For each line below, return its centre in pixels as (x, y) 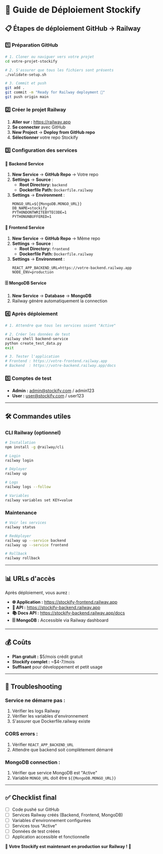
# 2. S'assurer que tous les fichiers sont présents (59, 70)
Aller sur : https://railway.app (41, 122)
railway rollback (23, 558)
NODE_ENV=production (33, 272)
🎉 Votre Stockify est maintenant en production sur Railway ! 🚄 (68, 847)
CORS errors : (22, 734)
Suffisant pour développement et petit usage (57, 667)
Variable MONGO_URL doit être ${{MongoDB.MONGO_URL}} (64, 778)
